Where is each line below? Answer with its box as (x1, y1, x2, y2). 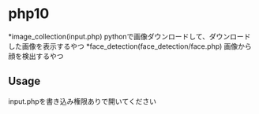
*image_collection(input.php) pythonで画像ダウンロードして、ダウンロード (8, 31, 251, 41)
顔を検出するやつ (8, 51, 64, 61)
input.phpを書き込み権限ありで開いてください (8, 96, 156, 106)
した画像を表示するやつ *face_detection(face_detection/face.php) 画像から (8, 41, 253, 51)
